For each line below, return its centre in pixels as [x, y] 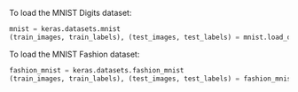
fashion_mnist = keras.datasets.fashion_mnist [97, 70]
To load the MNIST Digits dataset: [71, 13]
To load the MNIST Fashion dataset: [74, 54]
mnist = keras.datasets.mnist [65, 29]
